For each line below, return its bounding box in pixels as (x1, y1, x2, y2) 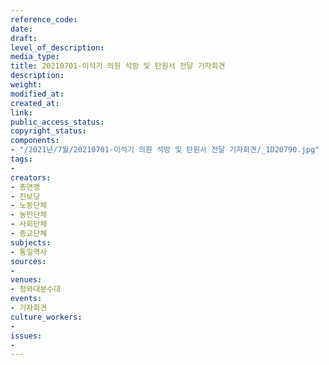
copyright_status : (10, 126, 87, 136)
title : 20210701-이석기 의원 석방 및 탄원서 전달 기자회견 (10, 61, 226, 71)
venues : (10, 275, 43, 285)
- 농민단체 (10, 210, 48, 220)
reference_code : (10, 14, 78, 25)
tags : (10, 154, 33, 164)
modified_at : (10, 89, 65, 99)
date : (10, 24, 33, 34)
